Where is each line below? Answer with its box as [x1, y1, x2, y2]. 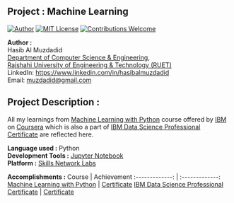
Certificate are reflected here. [7, 130, 94, 139]
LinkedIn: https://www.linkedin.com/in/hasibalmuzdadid [7, 68, 170, 76]
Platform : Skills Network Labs [7, 158, 97, 167]
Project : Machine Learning [7, 6, 129, 18]
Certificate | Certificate [7, 187, 74, 196]
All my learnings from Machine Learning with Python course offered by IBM [7, 115, 227, 123]
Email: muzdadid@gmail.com [7, 76, 92, 84]
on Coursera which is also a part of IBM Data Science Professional [7, 122, 201, 131]
